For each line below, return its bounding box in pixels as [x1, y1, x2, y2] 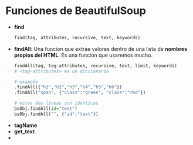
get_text [13, 127, 35, 135]
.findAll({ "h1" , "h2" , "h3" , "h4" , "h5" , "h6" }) [13, 84, 123, 90]
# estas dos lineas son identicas [13, 101, 99, 106]
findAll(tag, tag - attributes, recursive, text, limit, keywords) [13, 63, 177, 68]
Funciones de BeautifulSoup [5, 4, 146, 18]
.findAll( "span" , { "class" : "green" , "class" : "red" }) [13, 89, 146, 96]
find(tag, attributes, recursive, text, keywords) [13, 34, 141, 40]
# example [13, 79, 39, 85]
